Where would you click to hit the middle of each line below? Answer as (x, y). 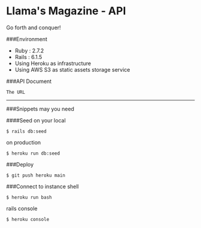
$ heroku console (28, 219)
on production (24, 142)
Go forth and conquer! (33, 27)
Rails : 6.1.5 (28, 57)
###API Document (29, 81)
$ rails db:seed (26, 131)
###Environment (27, 39)
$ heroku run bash (29, 197)
